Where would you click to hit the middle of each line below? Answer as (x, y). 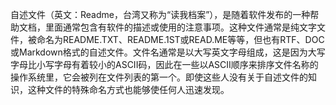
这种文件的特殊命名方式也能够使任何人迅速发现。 (128, 89)
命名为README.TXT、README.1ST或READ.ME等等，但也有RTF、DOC (180, 39)
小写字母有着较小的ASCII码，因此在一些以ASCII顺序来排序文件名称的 (177, 64)
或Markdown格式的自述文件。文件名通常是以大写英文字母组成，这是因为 (159, 52)
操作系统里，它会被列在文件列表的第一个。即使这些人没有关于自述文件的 (159, 77)
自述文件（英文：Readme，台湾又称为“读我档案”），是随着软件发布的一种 (160, 14)
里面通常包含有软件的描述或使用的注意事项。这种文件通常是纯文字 (180, 27)
